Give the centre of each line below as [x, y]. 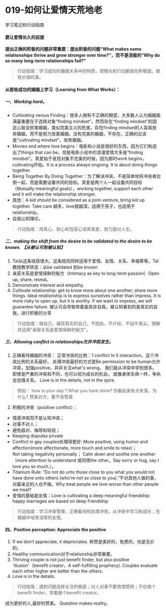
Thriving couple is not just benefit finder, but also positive [71, 560]
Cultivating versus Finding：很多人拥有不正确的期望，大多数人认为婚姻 [84, 115]
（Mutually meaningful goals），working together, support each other [83, 188]
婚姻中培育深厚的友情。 [41, 517]
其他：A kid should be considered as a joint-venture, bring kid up [78, 200]
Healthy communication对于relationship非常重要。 [63, 554]
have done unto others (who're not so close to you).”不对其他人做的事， [85, 478]
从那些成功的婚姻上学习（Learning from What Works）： [63, 89]
